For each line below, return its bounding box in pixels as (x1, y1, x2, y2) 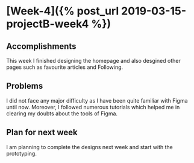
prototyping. (6, 150, 37, 157)
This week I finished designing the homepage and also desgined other (6, 57, 181, 64)
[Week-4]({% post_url (6, 4, 119, 18)
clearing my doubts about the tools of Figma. (6, 110, 118, 117)
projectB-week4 (6, 17, 89, 31)
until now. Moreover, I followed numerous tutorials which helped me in (6, 103, 180, 110)
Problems (6, 81, 43, 91)
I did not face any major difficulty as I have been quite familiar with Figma (6, 97, 188, 104)
